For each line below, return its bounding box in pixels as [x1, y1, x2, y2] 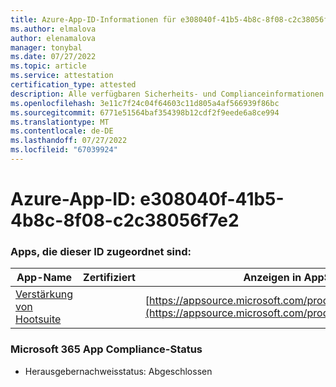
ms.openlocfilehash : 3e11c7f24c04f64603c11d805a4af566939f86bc [10, 98, 280, 108]
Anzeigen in [243, 271, 302, 285]
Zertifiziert [83, 271, 136, 285]
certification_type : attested [10, 80, 137, 90]
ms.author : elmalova [10, 24, 97, 34]
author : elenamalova [10, 33, 97, 43]
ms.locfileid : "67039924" [10, 145, 118, 155]
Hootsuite [15, 312, 62, 326]
